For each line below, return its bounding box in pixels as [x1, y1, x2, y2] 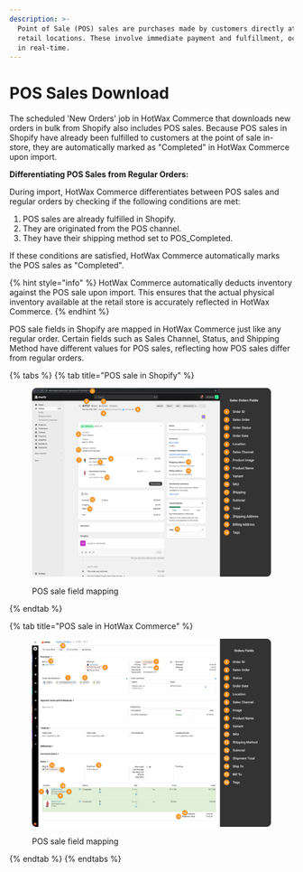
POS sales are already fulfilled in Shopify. [22, 213, 176, 225]
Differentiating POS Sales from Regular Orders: [9, 169, 189, 180]
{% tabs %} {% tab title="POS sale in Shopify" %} [9, 370, 196, 381]
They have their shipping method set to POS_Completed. [22, 233, 234, 244]
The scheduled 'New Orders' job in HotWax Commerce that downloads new [9, 113, 291, 124]
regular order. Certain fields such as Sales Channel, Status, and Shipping [9, 333, 280, 344]
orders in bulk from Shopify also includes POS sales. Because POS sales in [9, 123, 288, 134]
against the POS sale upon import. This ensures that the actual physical [9, 287, 275, 298]
